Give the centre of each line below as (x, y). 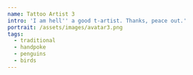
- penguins (30, 54)
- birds (25, 61)
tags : (15, 34)
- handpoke (30, 47)
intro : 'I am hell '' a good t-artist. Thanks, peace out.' (97, 21)
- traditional (35, 41)
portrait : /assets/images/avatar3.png (65, 27)
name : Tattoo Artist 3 (41, 14)
